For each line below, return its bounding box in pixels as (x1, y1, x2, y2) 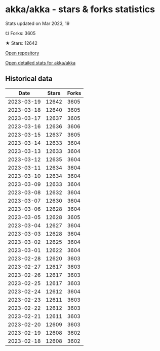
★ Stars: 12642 (5, 40, 38, 46)
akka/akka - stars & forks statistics (5, 4, 155, 15)
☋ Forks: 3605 (5, 30, 36, 36)
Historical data (5, 75, 53, 83)
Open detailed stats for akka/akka (5, 59, 76, 66)
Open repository (5, 50, 39, 56)
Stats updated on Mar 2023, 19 (5, 20, 70, 26)
